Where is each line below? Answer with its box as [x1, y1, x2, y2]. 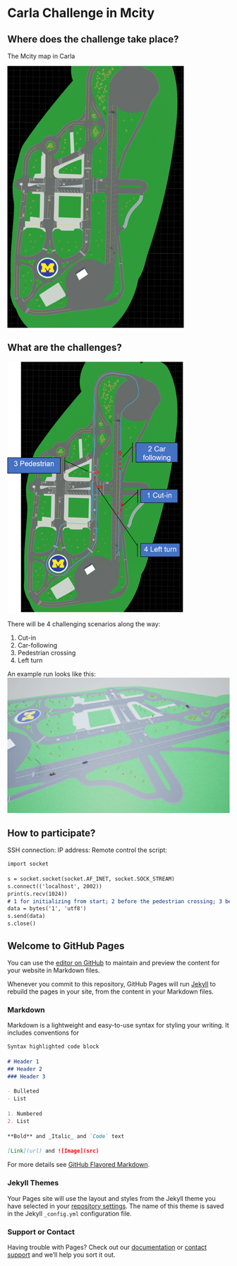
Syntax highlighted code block [7, 1043, 99, 1050]
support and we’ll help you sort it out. [7, 1250, 116, 1259]
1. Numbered [7, 1110, 42, 1117]
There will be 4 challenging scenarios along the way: [7, 620, 161, 628]
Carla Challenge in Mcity [7, 5, 155, 21]
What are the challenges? [7, 342, 122, 354]
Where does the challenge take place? [7, 33, 179, 45]
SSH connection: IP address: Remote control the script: [7, 846, 168, 854]
